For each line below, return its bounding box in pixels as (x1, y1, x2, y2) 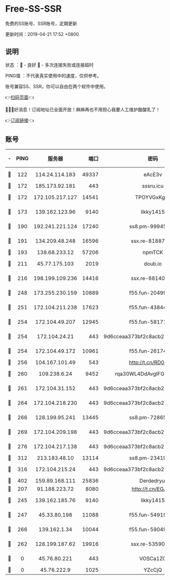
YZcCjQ (143, 566, 162, 573)
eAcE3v (143, 171, 162, 178)
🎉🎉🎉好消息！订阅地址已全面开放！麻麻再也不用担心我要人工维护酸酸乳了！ (5, 106, 160, 112)
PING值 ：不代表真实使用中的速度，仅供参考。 (5, 72, 102, 78)
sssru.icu (142, 182, 164, 189)
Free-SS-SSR (5, 3, 62, 15)
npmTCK (142, 248, 163, 256)
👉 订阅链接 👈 (5, 117, 34, 123)
